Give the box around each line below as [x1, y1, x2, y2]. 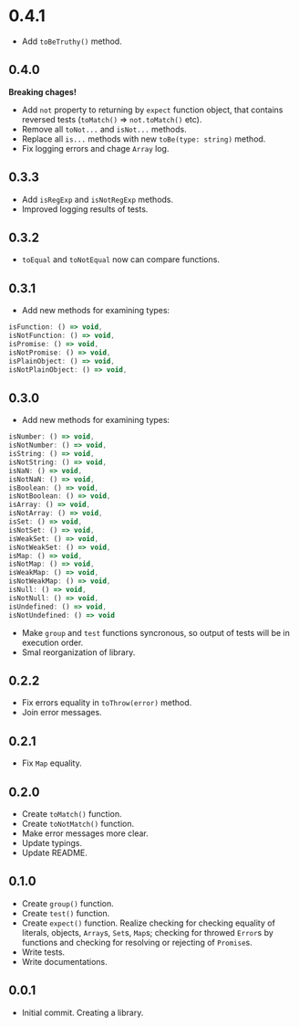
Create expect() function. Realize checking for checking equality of [21, 917, 275, 928]
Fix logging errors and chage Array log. [21, 143, 170, 154]
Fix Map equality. [21, 757, 83, 768]
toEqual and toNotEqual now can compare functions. [21, 254, 221, 265]
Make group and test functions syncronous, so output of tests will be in [21, 627, 291, 638]
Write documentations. [21, 956, 108, 967]
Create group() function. [21, 897, 115, 909]
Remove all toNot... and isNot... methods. [21, 123, 188, 134]
